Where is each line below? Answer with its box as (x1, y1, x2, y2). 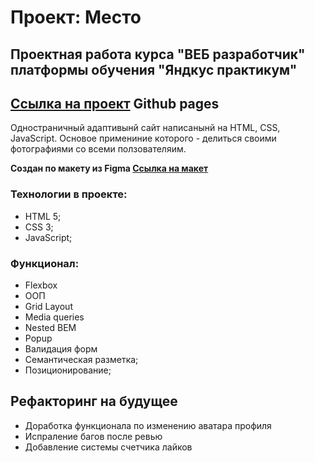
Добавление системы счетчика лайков (24, 441, 193, 453)
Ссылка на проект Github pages (10, 95, 220, 112)
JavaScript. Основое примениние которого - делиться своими (10, 132, 277, 145)
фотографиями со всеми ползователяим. (10, 143, 187, 155)
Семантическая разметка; (24, 353, 139, 365)
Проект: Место (10, 6, 142, 29)
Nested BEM (24, 321, 77, 333)
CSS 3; (24, 221, 54, 233)
